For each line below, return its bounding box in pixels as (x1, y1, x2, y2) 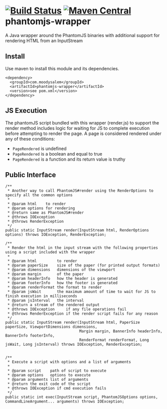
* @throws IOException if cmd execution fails (7, 386, 107, 391)
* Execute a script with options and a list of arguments (7, 359, 131, 365)
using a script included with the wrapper (5, 250, 95, 255)
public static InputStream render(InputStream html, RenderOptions (5, 228, 149, 233)
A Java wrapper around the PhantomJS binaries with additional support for (5, 32, 160, 38)
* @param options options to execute (7, 373, 91, 378)
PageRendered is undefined (12, 146, 67, 152)
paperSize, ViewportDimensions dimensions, (5, 324, 98, 330)
